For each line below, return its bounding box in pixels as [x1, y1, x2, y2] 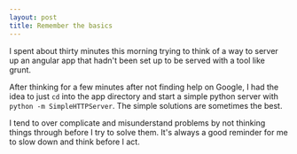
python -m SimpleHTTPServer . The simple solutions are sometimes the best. [9, 100, 283, 111]
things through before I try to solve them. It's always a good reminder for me [9, 127, 288, 137]
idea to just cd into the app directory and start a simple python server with [9, 90, 279, 102]
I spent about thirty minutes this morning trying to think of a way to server [9, 45, 279, 56]
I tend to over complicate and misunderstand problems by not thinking [9, 117, 266, 128]
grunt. [9, 64, 32, 75]
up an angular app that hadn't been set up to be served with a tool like [9, 55, 266, 65]
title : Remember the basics [9, 21, 113, 30]
